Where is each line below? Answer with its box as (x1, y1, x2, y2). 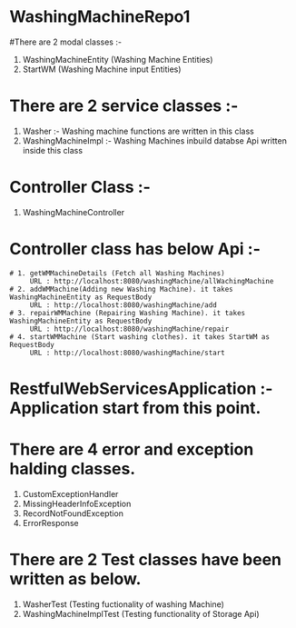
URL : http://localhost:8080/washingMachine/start (29, 348, 225, 357)
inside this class (22, 145, 84, 155)
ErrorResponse (22, 517, 79, 528)
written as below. (9, 569, 142, 590)
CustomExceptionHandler (22, 488, 119, 499)
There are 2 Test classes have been (9, 550, 282, 570)
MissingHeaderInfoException (22, 498, 132, 509)
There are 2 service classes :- (9, 95, 239, 116)
